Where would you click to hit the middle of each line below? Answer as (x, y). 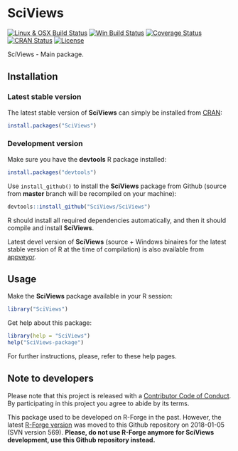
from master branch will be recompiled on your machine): (92, 193)
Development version (45, 144)
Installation (33, 77)
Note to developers (50, 379)
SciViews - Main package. (45, 54)
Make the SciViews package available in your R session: (90, 296)
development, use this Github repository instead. (81, 440)
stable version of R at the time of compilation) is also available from (106, 249)
